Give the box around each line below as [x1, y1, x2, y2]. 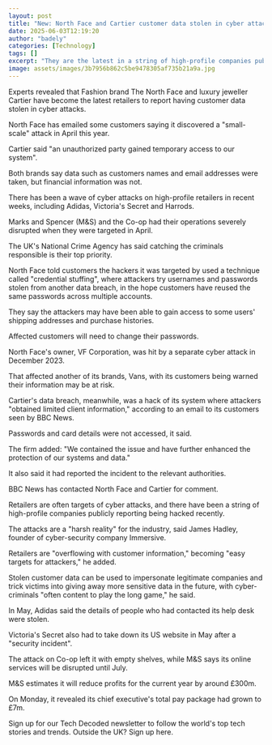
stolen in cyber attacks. [8, 104, 87, 113]
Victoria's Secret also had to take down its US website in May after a [8, 629, 236, 640]
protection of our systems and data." [8, 453, 131, 462]
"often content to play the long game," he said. [40, 590, 196, 599]
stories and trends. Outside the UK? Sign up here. [8, 726, 174, 737]
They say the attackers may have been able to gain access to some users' [8, 307, 256, 317]
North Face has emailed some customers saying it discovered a [8, 119, 220, 130]
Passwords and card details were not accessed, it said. [8, 428, 193, 438]
